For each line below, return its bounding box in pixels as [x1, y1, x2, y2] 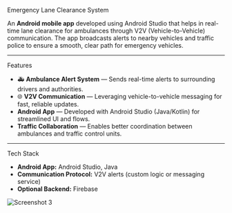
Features [7, 62, 32, 69]
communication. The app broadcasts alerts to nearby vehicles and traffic [7, 34, 214, 42]
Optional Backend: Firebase [17, 185, 98, 193]
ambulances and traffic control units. [17, 129, 122, 138]
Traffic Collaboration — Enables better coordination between [17, 122, 193, 130]
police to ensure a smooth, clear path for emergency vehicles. [7, 41, 184, 49]
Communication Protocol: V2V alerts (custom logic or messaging [17, 170, 205, 178]
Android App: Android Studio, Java [17, 163, 118, 171]
